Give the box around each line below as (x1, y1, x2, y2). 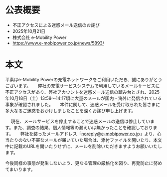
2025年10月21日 (12, 28, 46, 34)
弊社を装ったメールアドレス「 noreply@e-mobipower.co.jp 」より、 (20, 131, 158, 137)
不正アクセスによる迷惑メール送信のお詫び (12, 22, 100, 28)
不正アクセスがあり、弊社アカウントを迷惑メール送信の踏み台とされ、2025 (5, 89, 160, 95)
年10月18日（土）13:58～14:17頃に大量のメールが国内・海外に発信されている (5, 95, 162, 101)
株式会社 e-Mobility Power (12, 34, 67, 40)
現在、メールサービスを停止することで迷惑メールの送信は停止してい (10, 118, 151, 124)
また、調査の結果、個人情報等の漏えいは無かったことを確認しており (13, 124, 153, 130)
